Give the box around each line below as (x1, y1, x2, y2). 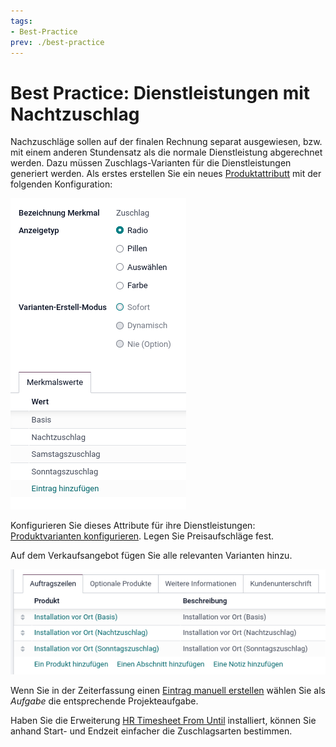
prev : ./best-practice (10, 37, 105, 47)
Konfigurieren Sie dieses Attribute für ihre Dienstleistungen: (10, 520, 256, 532)
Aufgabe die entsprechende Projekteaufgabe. (10, 695, 199, 707)
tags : (10, 16, 33, 26)
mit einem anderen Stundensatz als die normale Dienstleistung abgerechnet (10, 146, 323, 159)
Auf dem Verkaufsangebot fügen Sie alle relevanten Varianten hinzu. (10, 550, 293, 562)
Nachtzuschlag (10, 103, 140, 125)
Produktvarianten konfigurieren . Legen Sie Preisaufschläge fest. (10, 530, 275, 542)
